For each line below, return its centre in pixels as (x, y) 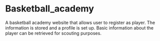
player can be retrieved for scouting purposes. (53, 33)
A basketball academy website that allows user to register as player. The (80, 22)
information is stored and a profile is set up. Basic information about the (79, 27)
